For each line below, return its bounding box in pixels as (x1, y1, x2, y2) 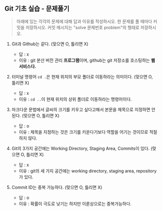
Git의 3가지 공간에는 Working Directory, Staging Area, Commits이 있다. (11, 145, 150, 151)
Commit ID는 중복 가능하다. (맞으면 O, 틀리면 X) (11, 184, 102, 190)
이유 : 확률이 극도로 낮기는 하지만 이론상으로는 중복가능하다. (18, 201, 132, 207)
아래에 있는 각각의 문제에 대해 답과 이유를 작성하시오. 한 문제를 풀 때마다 (16, 18, 152, 24)
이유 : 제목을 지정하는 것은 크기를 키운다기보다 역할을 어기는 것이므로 (18, 129, 148, 135)
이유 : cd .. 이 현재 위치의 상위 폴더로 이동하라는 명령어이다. (18, 96, 132, 102)
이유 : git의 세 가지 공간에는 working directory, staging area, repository (18, 168, 157, 174)
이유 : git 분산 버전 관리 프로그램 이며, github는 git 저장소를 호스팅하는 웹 (18, 57, 155, 63)
